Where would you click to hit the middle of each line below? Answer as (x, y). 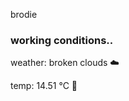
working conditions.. (62, 40)
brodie (24, 14)
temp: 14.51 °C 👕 (44, 86)
